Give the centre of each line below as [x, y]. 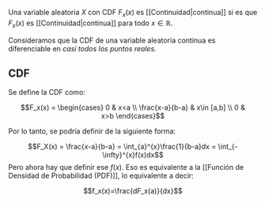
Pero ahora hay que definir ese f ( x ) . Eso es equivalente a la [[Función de [126, 167]
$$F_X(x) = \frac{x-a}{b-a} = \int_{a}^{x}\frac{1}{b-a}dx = [122, 147]
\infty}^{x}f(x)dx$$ [133, 155]
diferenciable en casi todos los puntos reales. [82, 48]
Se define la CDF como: [47, 92]
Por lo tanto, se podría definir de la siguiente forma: [92, 131]
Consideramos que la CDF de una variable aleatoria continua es [112, 40]
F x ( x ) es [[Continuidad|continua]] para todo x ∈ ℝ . [91, 24]
